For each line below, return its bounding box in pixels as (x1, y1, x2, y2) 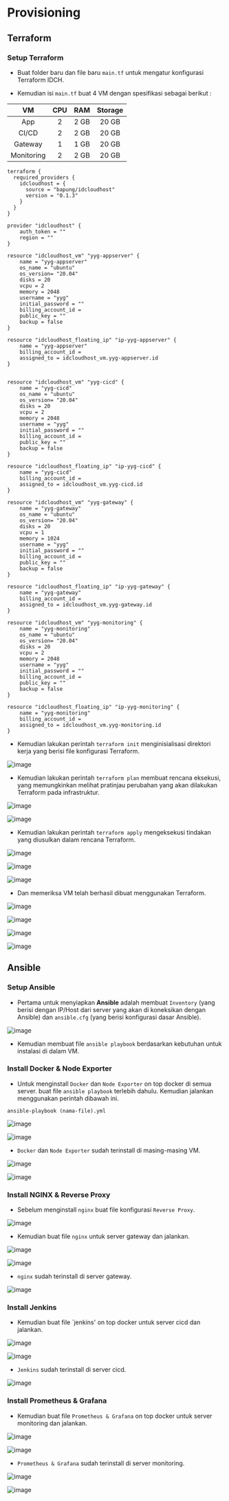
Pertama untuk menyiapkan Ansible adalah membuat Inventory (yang (17, 998, 215, 1007)
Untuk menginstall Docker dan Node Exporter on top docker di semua (17, 1080, 212, 1088)
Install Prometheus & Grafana (7, 1396, 107, 1405)
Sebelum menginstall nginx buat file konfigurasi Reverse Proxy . (17, 1205, 195, 1214)
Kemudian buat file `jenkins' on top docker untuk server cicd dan (17, 1318, 201, 1326)
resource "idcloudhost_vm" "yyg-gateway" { (7, 498, 134, 506)
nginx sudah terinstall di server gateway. (17, 1272, 132, 1280)
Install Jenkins (7, 1303, 57, 1313)
